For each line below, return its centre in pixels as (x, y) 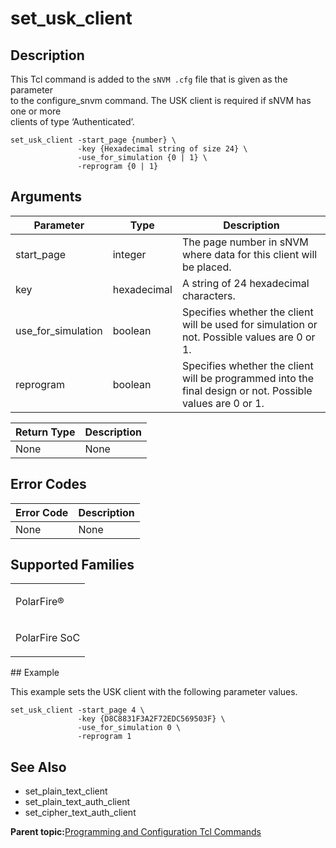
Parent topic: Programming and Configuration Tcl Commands (136, 832)
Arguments (46, 197)
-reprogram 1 (104, 737)
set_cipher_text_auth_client (80, 813)
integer (129, 254)
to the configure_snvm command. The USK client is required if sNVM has (161, 100)
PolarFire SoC (48, 638)
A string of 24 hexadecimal (245, 283)
